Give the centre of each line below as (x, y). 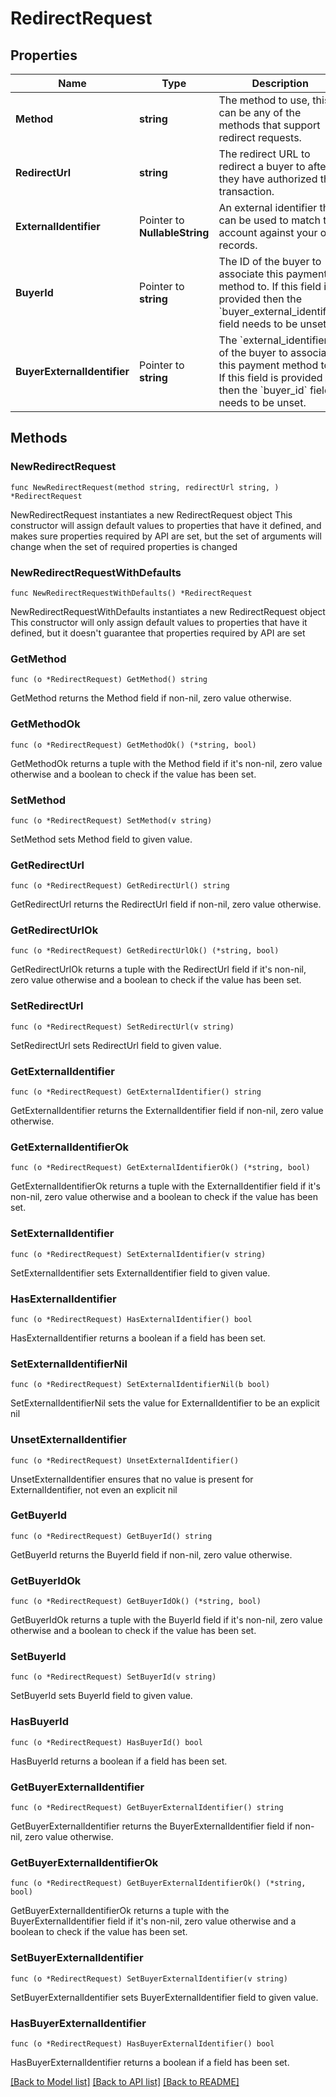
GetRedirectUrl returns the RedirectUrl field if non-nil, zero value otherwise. (166, 904)
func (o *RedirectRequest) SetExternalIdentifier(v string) (138, 1254)
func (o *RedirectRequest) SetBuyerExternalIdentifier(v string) (149, 1978)
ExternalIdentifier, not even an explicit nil (94, 1489)
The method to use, (264, 100)
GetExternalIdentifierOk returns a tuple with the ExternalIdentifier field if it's (166, 1186)
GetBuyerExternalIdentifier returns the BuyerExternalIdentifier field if (151, 1826)
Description (280, 83)
